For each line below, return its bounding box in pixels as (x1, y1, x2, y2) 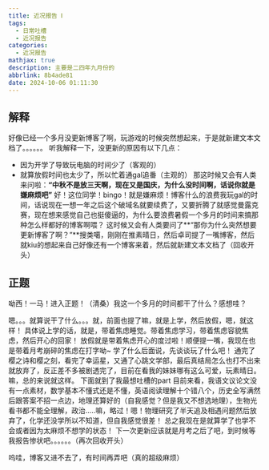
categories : (8, 42, 48, 50)
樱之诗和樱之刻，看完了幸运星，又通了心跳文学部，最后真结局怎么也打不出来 (8, 356, 261, 365)
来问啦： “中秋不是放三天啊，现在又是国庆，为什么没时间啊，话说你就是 (19, 180, 256, 190)
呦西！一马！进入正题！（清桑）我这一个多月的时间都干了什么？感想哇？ (8, 299, 247, 308)
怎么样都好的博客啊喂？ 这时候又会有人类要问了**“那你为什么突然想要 (26, 220, 257, 230)
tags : (8, 19, 26, 27)
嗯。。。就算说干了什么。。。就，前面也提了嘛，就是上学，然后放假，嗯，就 (8, 315, 247, 325)
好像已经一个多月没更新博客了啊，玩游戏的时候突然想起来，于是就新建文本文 (8, 133, 261, 143)
